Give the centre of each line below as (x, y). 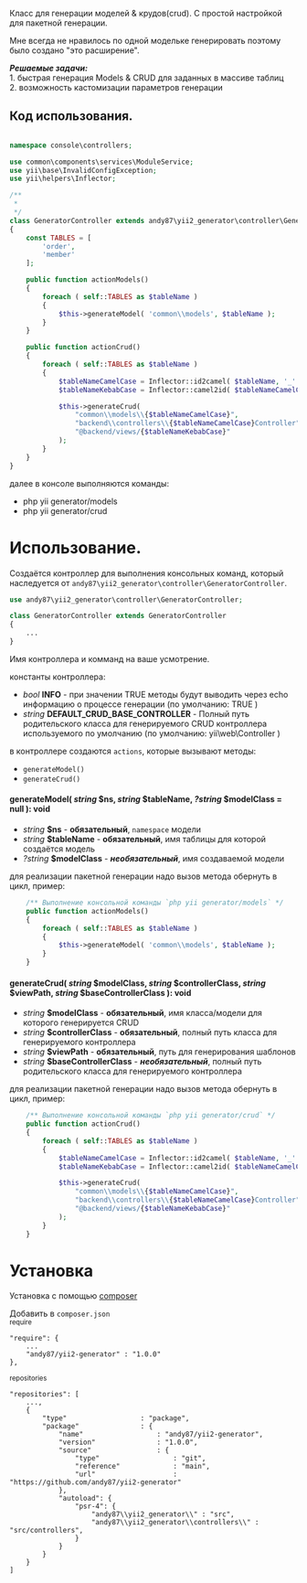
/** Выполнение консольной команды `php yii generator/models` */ (155, 903)
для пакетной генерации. (58, 23)
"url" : (126, 1475)
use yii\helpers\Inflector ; (63, 179)
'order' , (59, 246)
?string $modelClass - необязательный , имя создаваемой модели (153, 859)
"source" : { (114, 1450)
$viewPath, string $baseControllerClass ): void (101, 992)
